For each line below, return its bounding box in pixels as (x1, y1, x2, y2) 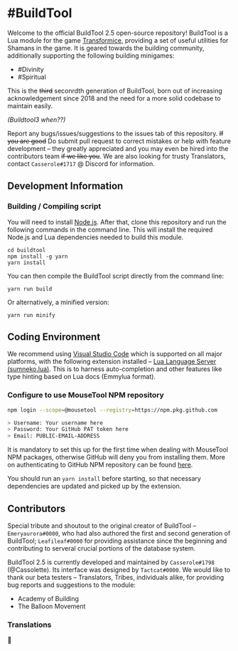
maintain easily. (7, 101, 53, 110)
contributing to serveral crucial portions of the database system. (7, 544, 196, 553)
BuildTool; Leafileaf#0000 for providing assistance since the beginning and (7, 536, 227, 546)
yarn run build (7, 285, 53, 293)
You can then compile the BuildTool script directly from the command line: (7, 271, 225, 280)
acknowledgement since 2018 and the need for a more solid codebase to (7, 94, 222, 103)
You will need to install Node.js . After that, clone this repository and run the (7, 217, 227, 226)
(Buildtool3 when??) (7, 115, 66, 124)
